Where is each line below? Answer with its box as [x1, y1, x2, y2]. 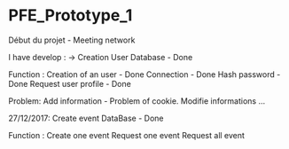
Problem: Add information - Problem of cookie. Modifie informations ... [8, 95, 266, 106]
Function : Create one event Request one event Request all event [8, 129, 246, 140]
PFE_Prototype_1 [8, 5, 133, 26]
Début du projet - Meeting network [8, 35, 136, 45]
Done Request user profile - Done [8, 78, 132, 89]
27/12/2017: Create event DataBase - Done [8, 113, 164, 123]
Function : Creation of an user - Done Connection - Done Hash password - [8, 68, 281, 80]
